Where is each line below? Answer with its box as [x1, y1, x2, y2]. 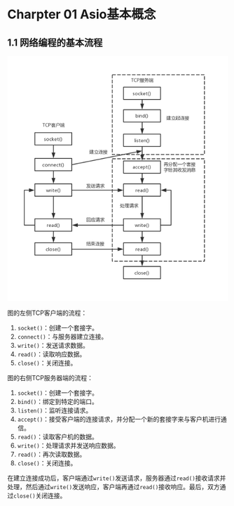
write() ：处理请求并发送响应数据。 [17, 441, 120, 450]
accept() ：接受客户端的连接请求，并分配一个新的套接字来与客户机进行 [17, 415, 221, 424]
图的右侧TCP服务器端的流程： [7, 374, 93, 382]
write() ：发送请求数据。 [17, 342, 89, 350]
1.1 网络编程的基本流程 [7, 37, 103, 48]
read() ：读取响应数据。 [17, 350, 86, 358]
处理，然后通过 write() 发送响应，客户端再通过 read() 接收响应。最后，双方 [7, 483, 221, 491]
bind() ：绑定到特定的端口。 [17, 398, 98, 406]
